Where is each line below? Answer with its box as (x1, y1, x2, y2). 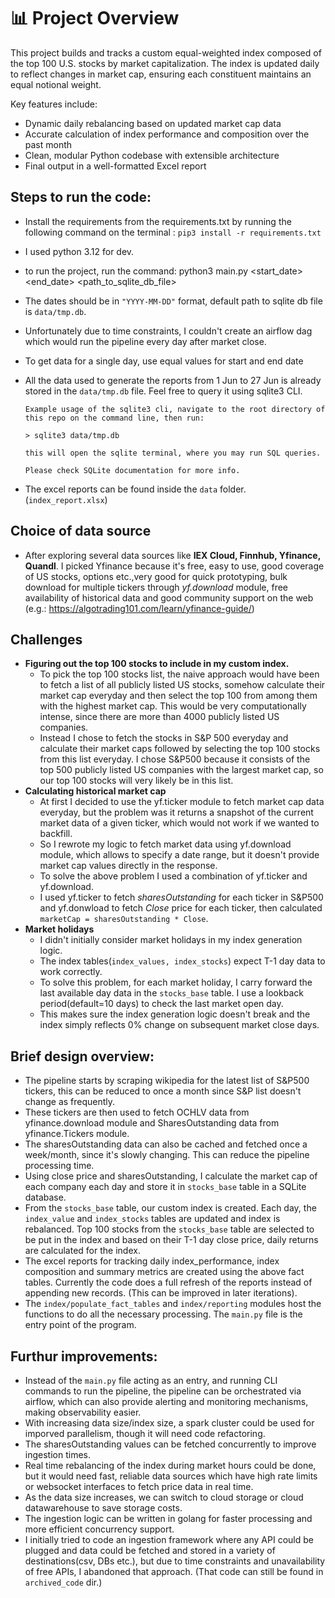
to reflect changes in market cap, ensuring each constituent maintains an (10, 68, 312, 80)
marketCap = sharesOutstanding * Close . (39, 913, 209, 925)
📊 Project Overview (10, 7, 180, 30)
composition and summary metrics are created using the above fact (24, 1266, 305, 1278)
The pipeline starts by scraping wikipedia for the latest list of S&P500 (24, 1075, 310, 1087)
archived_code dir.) (24, 1576, 103, 1588)
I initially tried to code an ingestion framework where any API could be (24, 1534, 314, 1545)
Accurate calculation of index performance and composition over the (24, 128, 310, 140)
